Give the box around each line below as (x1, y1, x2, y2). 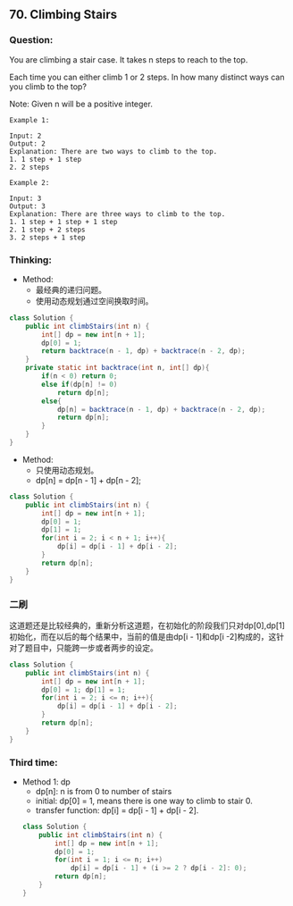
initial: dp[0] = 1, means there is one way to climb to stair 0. (35, 795, 253, 806)
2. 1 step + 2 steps (9, 225, 87, 234)
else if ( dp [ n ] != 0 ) (41, 380, 118, 389)
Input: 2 (9, 131, 42, 140)
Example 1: (9, 115, 50, 124)
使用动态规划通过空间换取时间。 (35, 295, 154, 306)
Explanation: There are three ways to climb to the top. (9, 209, 226, 218)
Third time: (9, 756, 58, 768)
